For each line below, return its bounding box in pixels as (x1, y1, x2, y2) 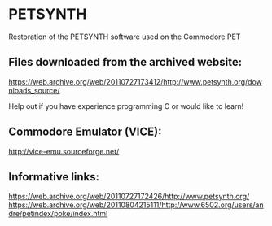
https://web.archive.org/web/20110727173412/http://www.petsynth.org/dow (8, 76, 263, 86)
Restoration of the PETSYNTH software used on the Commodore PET (8, 32, 241, 41)
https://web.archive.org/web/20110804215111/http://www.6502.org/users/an (8, 200, 264, 210)
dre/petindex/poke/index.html (8, 209, 108, 219)
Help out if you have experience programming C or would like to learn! (8, 101, 244, 111)
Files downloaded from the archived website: (8, 55, 243, 69)
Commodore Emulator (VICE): (8, 125, 162, 139)
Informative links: (8, 170, 100, 184)
